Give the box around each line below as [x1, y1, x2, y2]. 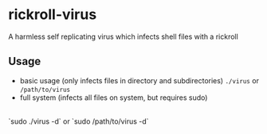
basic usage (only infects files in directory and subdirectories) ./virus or [19, 75, 259, 85]
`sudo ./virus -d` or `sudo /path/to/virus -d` [8, 117, 149, 126]
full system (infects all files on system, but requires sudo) [19, 93, 208, 102]
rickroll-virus [8, 6, 97, 24]
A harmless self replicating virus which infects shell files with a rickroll [8, 32, 239, 41]
